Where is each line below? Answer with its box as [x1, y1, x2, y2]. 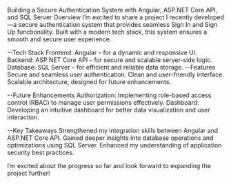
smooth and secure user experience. [7, 35, 112, 43]
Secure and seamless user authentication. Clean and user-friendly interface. [7, 70, 224, 79]
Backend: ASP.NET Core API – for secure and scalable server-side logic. [7, 56, 212, 64]
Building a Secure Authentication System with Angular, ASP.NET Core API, [7, 6, 218, 14]
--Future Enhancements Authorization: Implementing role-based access [7, 91, 212, 99]
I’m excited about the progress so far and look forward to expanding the [7, 162, 212, 170]
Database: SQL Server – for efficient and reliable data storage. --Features [7, 63, 216, 71]
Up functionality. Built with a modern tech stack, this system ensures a [7, 28, 208, 36]
